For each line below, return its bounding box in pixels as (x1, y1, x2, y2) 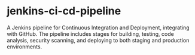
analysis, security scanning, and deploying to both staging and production (7, 36, 190, 44)
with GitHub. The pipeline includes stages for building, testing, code (7, 30, 174, 37)
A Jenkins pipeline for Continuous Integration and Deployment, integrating (7, 24, 190, 31)
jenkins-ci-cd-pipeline (7, 4, 121, 18)
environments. (7, 43, 42, 50)
